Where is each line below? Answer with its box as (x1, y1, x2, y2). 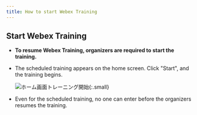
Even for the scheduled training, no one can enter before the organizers (14, 95, 192, 102)
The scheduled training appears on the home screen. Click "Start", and (14, 65, 189, 72)
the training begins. (14, 71, 63, 78)
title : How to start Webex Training (6, 8, 97, 15)
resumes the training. (14, 102, 67, 109)
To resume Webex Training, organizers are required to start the (14, 47, 174, 54)
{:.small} (88, 83, 109, 90)
